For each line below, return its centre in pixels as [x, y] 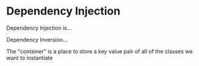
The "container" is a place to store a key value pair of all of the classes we [99, 51]
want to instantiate [30, 58]
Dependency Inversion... [37, 39]
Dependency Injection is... [39, 28]
